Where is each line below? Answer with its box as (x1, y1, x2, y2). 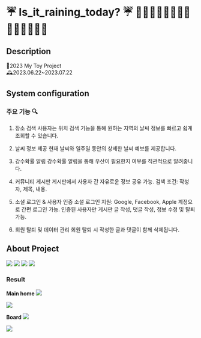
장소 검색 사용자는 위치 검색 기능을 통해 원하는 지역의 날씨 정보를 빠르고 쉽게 (14, 124, 193, 132)
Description (6, 46, 51, 57)
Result (6, 275, 26, 284)
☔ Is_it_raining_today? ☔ (6, 5, 133, 19)
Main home (6, 290, 35, 297)
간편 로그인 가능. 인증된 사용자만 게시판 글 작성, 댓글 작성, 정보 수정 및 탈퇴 (21, 206, 196, 213)
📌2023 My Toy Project (6, 62, 62, 69)
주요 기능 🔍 (6, 108, 38, 116)
